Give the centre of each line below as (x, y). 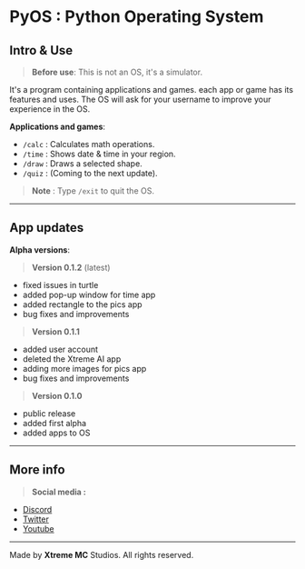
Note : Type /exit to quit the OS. (93, 191)
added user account (60, 349)
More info (37, 470)
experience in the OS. (50, 109)
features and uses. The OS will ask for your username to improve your (140, 99)
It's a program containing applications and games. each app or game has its (151, 90)
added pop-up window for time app (89, 294)
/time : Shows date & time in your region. (99, 154)
